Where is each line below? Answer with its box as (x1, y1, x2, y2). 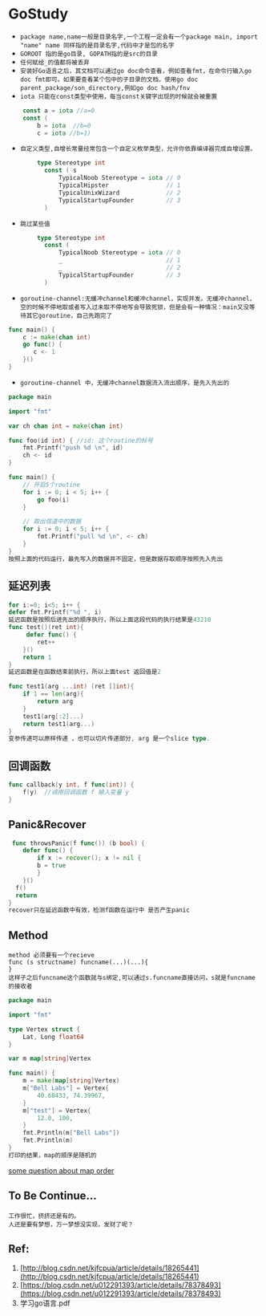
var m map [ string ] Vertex (8, 1054, 91, 1063)
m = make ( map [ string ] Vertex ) (22, 1077, 120, 1085)
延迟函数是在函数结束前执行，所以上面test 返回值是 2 (8, 668, 162, 676)
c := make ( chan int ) (22, 333, 91, 341)
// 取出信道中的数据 (22, 518, 82, 526)
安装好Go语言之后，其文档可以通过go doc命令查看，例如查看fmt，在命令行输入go (19, 67, 252, 75)
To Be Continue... (8, 1189, 98, 1203)
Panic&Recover (8, 818, 87, 831)
